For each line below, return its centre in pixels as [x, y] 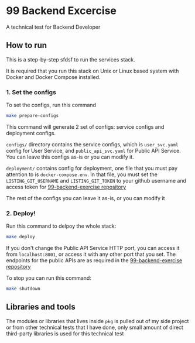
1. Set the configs [31, 92]
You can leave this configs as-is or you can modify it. [70, 157]
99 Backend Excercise [61, 11]
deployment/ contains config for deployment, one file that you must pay [92, 168]
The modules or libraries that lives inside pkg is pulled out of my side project [97, 321]
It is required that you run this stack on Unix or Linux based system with [93, 71]
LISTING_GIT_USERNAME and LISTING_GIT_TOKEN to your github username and [96, 180]
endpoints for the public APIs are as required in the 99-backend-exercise [94, 260]
